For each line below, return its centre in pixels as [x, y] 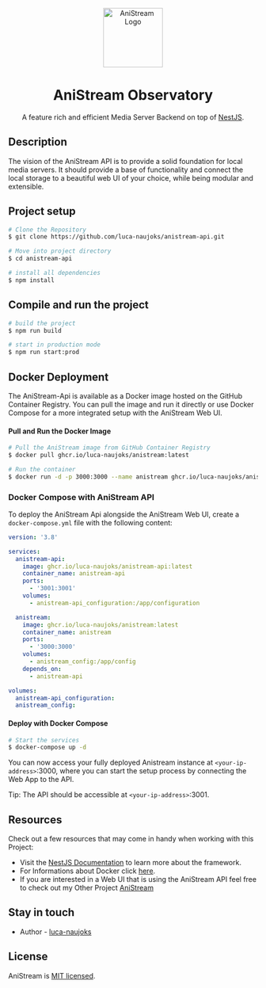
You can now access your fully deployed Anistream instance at [111, 763]
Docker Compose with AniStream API [81, 497]
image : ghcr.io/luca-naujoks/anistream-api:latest [108, 566]
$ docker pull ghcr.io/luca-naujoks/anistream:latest [99, 456]
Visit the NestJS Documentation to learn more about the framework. [130, 863]
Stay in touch [42, 912]
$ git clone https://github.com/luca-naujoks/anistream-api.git [116, 237]
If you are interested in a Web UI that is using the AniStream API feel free [138, 879]
